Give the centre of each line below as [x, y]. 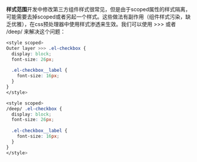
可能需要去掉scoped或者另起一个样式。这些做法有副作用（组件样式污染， [96, 17]
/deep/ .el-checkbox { [34, 109]
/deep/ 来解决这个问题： [36, 31]
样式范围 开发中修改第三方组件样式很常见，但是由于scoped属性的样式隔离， [99, 9]
